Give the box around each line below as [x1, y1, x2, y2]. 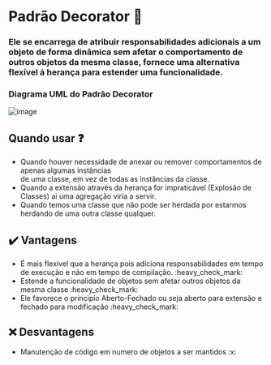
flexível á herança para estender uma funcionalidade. [8, 67, 223, 78]
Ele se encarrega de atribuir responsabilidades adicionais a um [8, 36, 261, 48]
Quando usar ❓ [8, 131, 84, 145]
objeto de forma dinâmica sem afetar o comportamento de [8, 46, 243, 58]
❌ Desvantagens [8, 325, 95, 339]
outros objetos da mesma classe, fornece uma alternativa [8, 57, 240, 68]
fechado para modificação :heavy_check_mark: [19, 302, 179, 311]
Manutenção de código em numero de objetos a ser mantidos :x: [19, 346, 237, 356]
